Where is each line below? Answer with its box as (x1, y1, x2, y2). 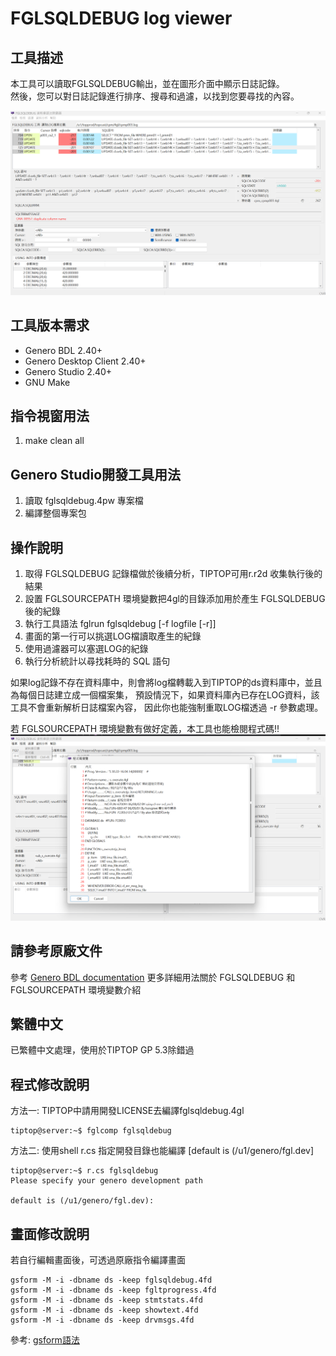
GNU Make (24, 376, 71, 388)
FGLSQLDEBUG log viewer (10, 7, 233, 30)
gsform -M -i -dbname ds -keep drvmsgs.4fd (10, 1315, 195, 1326)
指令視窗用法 (10, 408, 90, 425)
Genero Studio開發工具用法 (10, 466, 182, 483)
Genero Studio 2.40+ (24, 365, 113, 377)
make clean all (24, 435, 85, 447)
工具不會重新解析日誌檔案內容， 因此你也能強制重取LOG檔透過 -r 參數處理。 (10, 702, 324, 714)
